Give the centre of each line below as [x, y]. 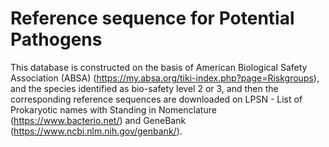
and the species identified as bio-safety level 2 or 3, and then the [144, 88]
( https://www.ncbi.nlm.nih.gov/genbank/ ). [96, 131]
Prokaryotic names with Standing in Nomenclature [113, 109]
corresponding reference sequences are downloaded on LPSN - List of [156, 99]
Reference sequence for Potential [152, 18]
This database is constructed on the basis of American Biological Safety [159, 67]
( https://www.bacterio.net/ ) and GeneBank [98, 120]
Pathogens [56, 39]
